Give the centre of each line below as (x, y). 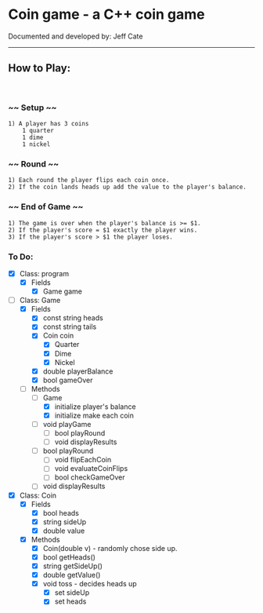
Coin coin (58, 336)
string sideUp (65, 522)
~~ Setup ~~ (32, 108)
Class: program (44, 273)
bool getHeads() (69, 557)
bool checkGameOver (90, 477)
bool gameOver (68, 380)
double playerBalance (78, 371)
